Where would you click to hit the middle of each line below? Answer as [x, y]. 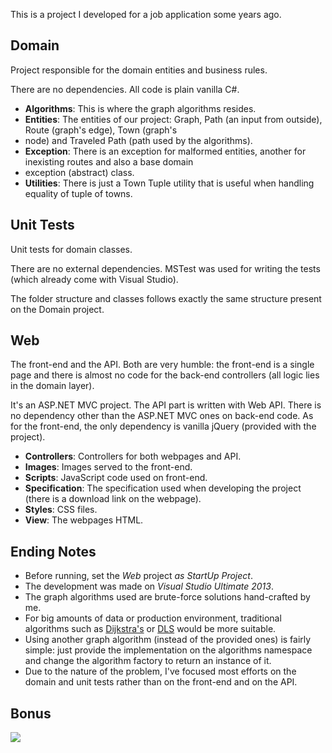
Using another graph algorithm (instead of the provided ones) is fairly [168, 640]
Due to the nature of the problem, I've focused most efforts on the [160, 671]
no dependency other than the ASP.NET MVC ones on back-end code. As [162, 416]
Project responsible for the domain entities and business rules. [139, 70]
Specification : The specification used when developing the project [163, 488]
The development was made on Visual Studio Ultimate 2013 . [149, 586]
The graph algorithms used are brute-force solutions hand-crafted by [167, 597]
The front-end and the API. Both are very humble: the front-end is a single [162, 365]
